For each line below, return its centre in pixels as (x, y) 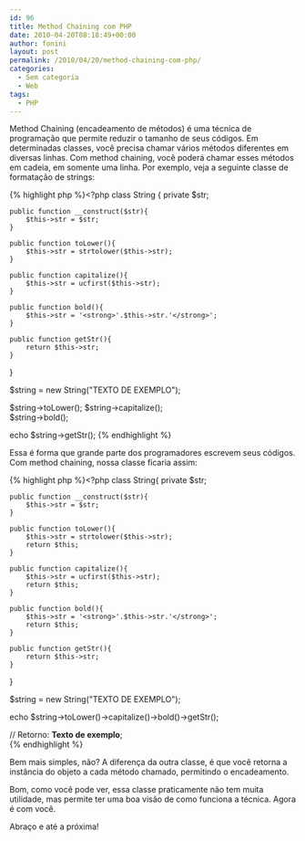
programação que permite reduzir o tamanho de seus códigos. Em (134, 139)
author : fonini (38, 43)
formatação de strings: (52, 177)
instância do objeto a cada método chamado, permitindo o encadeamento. (149, 772)
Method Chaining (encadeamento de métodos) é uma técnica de (131, 129)
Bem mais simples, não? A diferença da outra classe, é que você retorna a (148, 762)
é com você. (33, 809)
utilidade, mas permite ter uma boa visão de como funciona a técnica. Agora (152, 799)
